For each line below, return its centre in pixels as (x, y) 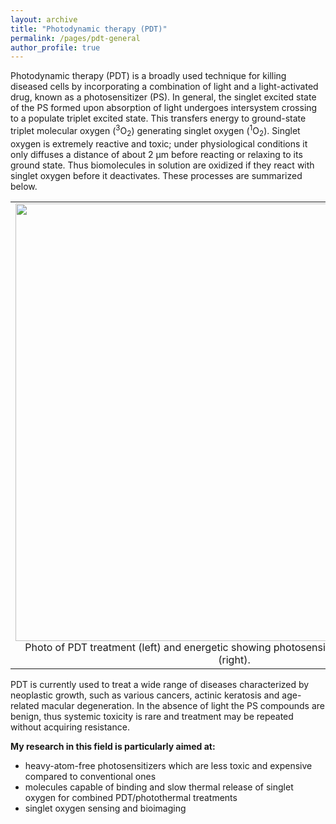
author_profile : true (55, 47)
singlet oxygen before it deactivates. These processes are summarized (156, 175)
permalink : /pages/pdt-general (75, 38)
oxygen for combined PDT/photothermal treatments (131, 797)
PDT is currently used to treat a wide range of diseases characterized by (160, 684)
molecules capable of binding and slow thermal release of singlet (159, 787)
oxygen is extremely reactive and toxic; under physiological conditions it (159, 143)
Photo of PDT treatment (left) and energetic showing (148, 647)
